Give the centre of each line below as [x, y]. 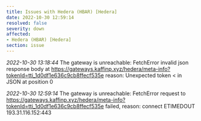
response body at [28, 69]
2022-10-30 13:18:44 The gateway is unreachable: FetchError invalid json [97, 62]
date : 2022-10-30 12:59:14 [40, 17]
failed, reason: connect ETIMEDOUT [150, 106]
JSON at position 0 [30, 81]
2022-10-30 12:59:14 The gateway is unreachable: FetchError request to [96, 93]
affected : [19, 34]
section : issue [25, 46]
